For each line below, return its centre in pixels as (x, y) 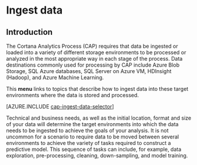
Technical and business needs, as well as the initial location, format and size (99, 118)
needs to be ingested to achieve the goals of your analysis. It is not (88, 131)
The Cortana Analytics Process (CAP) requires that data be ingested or (92, 46)
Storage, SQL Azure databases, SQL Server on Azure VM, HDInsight (89, 71)
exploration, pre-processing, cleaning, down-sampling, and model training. (97, 156)
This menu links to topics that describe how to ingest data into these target (97, 89)
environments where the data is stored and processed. (73, 95)
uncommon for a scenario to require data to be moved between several (93, 137)
